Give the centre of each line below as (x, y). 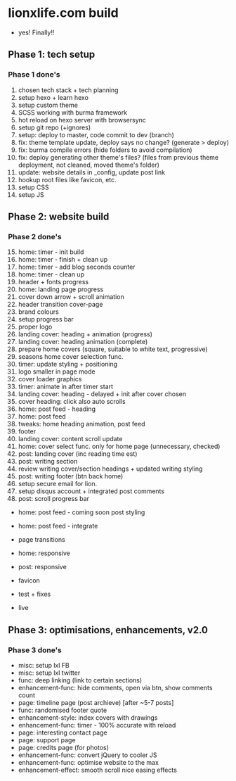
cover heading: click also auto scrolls (72, 402)
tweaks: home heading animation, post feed (82, 424)
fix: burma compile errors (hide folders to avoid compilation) (105, 150)
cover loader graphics (50, 379)
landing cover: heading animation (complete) (83, 342)
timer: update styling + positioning (68, 364)
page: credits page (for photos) (64, 748)
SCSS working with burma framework (73, 112)
